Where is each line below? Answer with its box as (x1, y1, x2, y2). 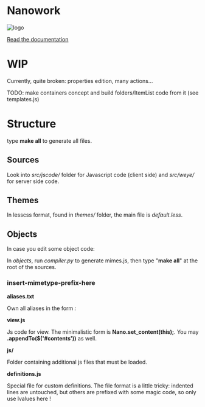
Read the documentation (7, 35, 69, 43)
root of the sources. (7, 264, 57, 271)
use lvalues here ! (7, 395, 51, 402)
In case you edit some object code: (7, 245, 95, 253)
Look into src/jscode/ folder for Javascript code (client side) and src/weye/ (7, 171, 195, 178)
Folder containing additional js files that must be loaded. (7, 358, 148, 366)
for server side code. (7, 178, 60, 185)
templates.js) (7, 95, 40, 103)
